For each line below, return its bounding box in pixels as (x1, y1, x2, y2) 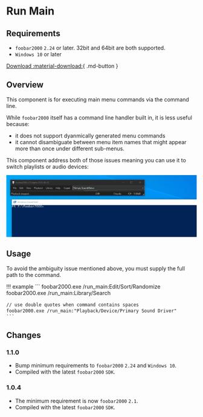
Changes (6, 330, 41, 340)
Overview (6, 80, 44, 90)
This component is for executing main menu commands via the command (6, 95, 189, 103)
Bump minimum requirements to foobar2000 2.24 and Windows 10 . (14, 362, 177, 369)
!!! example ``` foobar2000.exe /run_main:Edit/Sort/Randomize (6, 282, 161, 290)
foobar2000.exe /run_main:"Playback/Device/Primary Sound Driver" (6, 308, 177, 314)
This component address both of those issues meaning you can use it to (6, 156, 186, 164)
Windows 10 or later (14, 51, 62, 58)
